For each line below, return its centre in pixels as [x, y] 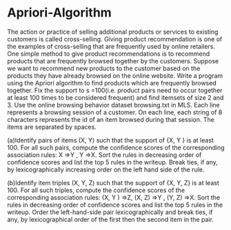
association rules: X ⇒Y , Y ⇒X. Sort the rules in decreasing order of [104, 155]
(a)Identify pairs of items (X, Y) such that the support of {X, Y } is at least [110, 140]
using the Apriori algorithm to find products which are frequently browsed [112, 83]
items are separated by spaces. [52, 127]
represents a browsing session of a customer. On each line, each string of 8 [115, 112]
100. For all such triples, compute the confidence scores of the [96, 190]
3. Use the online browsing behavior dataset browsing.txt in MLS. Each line [114, 105]
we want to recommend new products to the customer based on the [104, 68]
